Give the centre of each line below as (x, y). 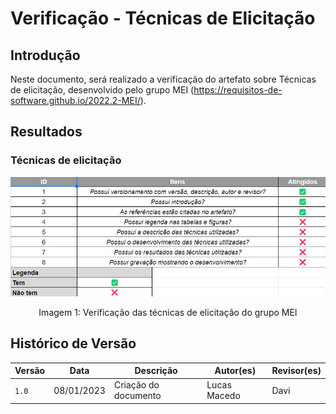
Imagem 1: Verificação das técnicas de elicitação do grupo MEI (168, 312)
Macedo (223, 396)
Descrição (156, 371)
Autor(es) (235, 371)
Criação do (136, 385)
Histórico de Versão (73, 343)
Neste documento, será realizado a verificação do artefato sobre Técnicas (163, 79)
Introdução (45, 55)
